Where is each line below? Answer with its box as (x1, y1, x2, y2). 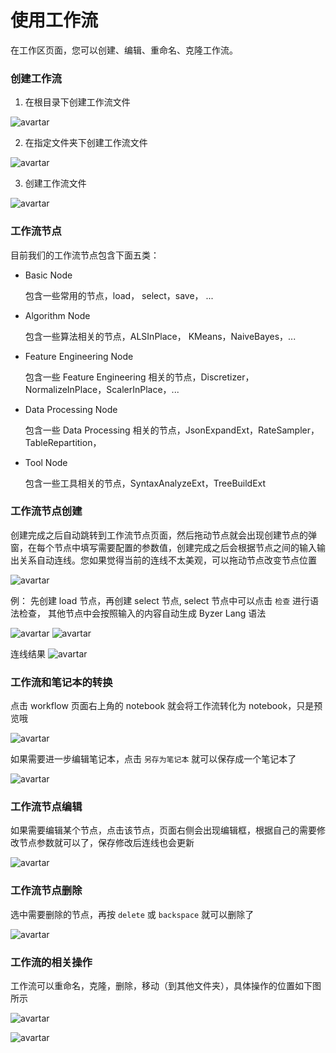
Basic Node (24, 269, 73, 281)
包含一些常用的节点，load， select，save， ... (24, 289, 214, 301)
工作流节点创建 (10, 504, 83, 518)
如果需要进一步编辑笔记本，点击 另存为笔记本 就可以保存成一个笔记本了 (10, 753, 297, 765)
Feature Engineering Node (24, 350, 134, 362)
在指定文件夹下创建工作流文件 (24, 137, 148, 149)
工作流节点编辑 (10, 800, 83, 814)
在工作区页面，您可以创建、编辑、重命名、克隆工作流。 (10, 44, 238, 56)
